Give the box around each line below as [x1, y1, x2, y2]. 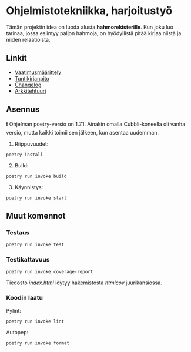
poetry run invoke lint [6, 319, 65, 324]
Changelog [14, 81, 42, 88]
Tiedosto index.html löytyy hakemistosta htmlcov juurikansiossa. [6, 279, 163, 286]
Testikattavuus [6, 256, 50, 264]
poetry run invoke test [6, 242, 65, 248]
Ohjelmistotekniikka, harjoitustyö [6, 4, 172, 18]
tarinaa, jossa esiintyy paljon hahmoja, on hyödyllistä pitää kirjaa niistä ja [6, 29, 182, 36]
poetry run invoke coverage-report [6, 269, 93, 274]
